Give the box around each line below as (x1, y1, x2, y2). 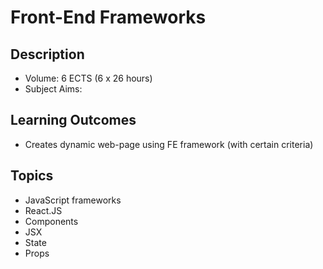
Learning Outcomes (10, 112, 137, 129)
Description (10, 46, 85, 63)
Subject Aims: (24, 83, 83, 95)
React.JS (24, 204, 63, 216)
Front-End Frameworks (10, 6, 207, 29)
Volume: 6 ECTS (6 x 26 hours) (24, 72, 153, 84)
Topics (10, 167, 54, 185)
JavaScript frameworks (24, 194, 122, 206)
